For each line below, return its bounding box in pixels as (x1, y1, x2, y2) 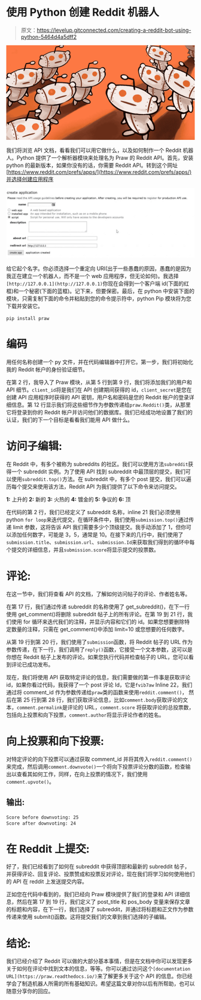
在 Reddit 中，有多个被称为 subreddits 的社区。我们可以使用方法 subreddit (6, 460, 188, 467)
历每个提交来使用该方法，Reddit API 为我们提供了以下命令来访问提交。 (6, 483, 181, 490)
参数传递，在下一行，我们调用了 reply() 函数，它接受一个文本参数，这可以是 (6, 646, 193, 653)
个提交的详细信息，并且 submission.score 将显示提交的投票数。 (6, 546, 160, 553)
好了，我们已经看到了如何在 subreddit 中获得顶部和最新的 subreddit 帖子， (6, 863, 190, 870)
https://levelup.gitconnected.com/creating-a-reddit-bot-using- (36, 26, 191, 34)
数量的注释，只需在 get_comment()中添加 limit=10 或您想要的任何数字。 (11, 625, 188, 632)
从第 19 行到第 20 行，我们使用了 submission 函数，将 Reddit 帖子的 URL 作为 (6, 638, 193, 646)
